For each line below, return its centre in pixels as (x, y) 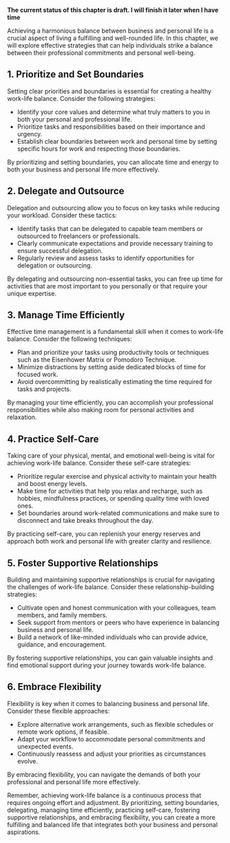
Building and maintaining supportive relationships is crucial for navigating (111, 580)
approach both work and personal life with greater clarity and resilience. (109, 541)
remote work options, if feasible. (63, 732)
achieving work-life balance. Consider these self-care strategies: (99, 463)
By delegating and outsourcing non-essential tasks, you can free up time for (115, 279)
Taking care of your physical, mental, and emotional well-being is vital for (111, 456)
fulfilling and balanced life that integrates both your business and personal (113, 824)
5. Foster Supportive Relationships (83, 563)
